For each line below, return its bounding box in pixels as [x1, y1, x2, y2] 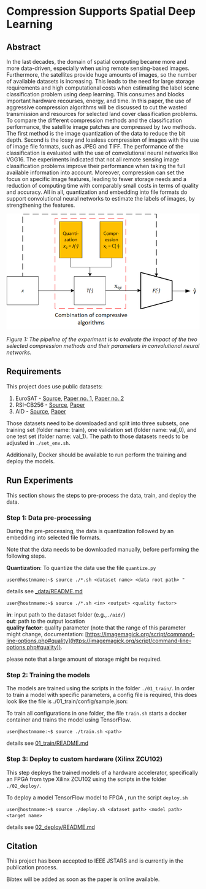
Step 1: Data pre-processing [6, 514, 91, 522]
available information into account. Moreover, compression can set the [6, 169, 185, 176]
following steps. [6, 552, 47, 560]
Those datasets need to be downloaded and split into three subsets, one [6, 419, 189, 427]
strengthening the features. [6, 201, 75, 209]
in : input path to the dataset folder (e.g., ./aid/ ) [6, 610, 126, 618]
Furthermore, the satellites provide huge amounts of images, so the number [6, 71, 197, 78]
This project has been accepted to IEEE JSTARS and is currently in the [6, 857, 184, 864]
